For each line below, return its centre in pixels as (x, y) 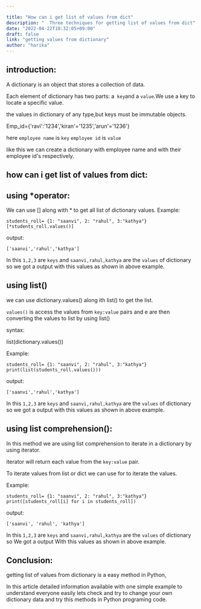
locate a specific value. (35, 102)
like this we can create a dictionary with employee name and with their (94, 150)
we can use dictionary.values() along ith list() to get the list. (80, 300)
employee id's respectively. (40, 156)
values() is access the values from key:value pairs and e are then (88, 312)
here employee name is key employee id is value (64, 137)
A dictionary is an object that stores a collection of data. (76, 84)
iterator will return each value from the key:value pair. (73, 461)
